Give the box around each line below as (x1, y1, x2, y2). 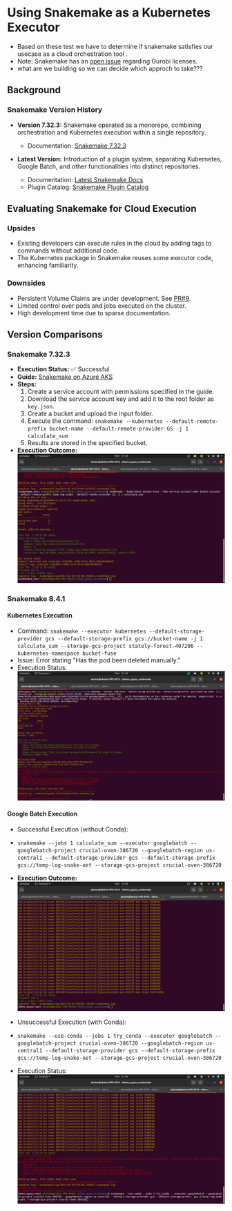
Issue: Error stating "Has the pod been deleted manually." (17, 656, 181, 664)
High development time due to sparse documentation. (17, 308, 171, 317)
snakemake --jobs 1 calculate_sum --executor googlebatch (17, 840, 188, 847)
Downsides (7, 278, 46, 288)
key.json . (27, 402, 55, 411)
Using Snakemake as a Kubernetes (7, 5, 211, 21)
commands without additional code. (17, 246, 119, 255)
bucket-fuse (82, 650, 117, 657)
